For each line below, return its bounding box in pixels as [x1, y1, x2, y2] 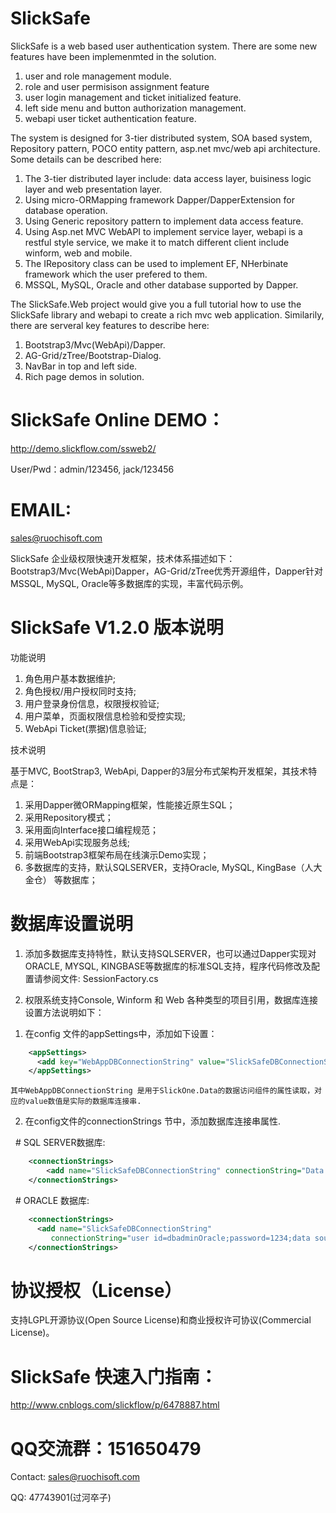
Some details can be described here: [10, 153, 162, 165]
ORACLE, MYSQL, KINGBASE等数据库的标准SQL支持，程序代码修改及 [24, 960, 312, 972]
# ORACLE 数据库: [14, 1194, 90, 1206]
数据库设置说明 [10, 912, 134, 935]
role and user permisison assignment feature [24, 80, 210, 92]
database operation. [24, 204, 108, 216]
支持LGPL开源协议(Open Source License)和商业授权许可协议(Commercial [10, 1314, 312, 1326]
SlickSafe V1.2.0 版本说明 [10, 617, 224, 639]
